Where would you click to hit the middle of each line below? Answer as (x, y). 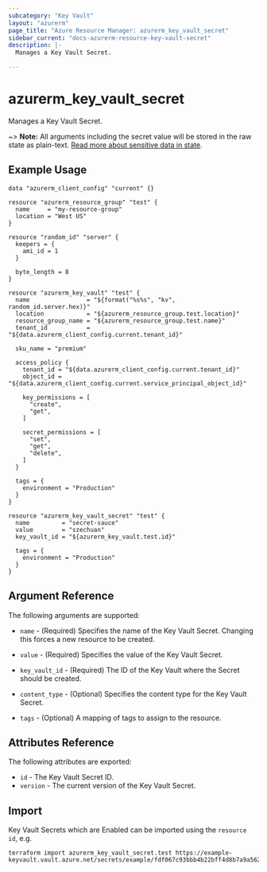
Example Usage (48, 170)
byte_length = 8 (42, 272)
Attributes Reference (61, 743)
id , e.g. (20, 839)
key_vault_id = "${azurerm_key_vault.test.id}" (96, 537)
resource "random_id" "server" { (64, 237)
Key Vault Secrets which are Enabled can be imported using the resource (128, 830)
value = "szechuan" (60, 530)
